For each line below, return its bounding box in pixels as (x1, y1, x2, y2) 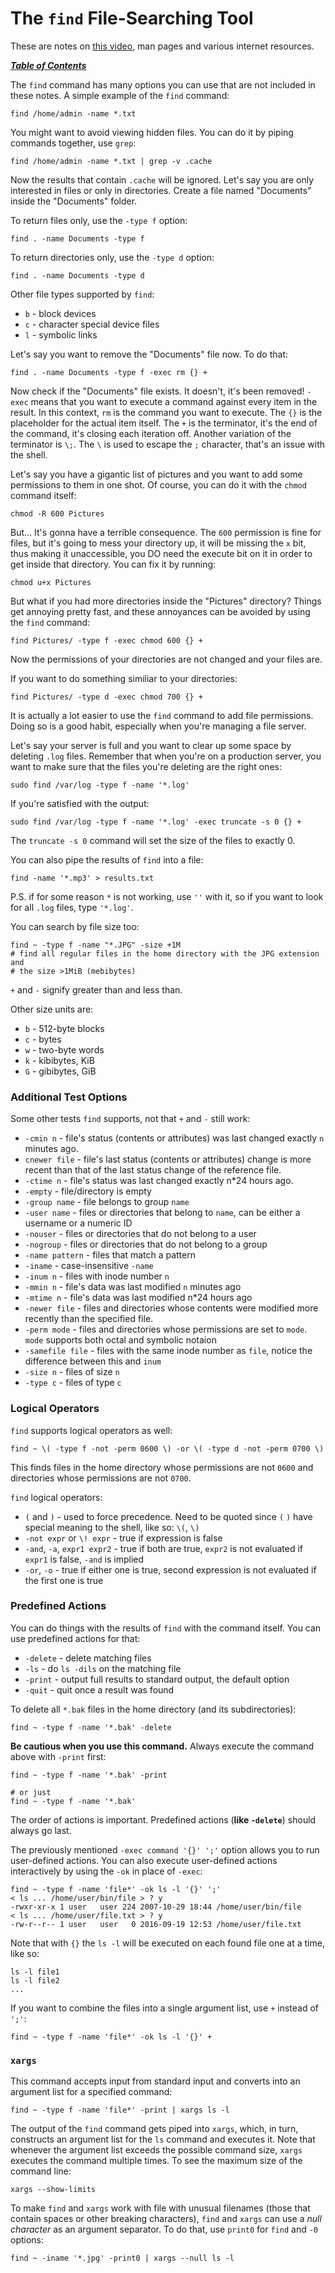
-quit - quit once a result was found (24, 1683, 175, 1696)
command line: (10, 2165, 72, 2177)
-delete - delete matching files (24, 1652, 152, 1664)
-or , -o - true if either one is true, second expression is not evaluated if (24, 1563, 317, 1576)
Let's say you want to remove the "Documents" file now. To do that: (10, 348, 289, 360)
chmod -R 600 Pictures (10, 508, 105, 519)
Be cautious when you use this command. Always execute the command (10, 1740, 315, 1752)
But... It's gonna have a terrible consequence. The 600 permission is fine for (10, 526, 322, 538)
